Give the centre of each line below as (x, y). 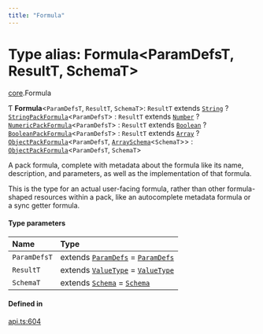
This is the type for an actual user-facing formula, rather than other (117, 189)
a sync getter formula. (44, 205)
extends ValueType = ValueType (117, 270)
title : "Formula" (37, 15)
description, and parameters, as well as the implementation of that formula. (130, 173)
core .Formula (30, 93)
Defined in (26, 304)
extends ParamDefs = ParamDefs (117, 257)
